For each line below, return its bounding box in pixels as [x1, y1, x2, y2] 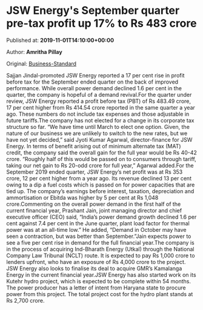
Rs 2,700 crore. [6, 297, 45, 304]
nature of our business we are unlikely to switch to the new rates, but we [6, 130, 188, 137]
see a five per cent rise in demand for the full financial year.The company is [6, 239, 195, 246]
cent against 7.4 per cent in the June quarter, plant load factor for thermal [6, 219, 190, 227]
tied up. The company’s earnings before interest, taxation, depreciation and [6, 187, 195, 194]
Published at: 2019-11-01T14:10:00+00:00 [6, 36, 114, 44]
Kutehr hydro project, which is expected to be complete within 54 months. [6, 277, 191, 285]
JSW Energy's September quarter [6, 4, 180, 18]
